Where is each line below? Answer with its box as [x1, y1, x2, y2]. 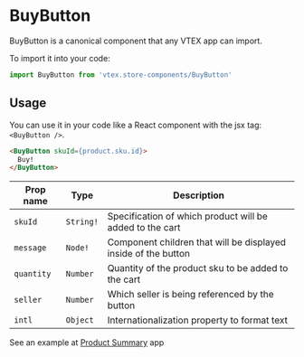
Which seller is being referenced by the [107, 288, 274, 301]
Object [65, 315, 94, 325]
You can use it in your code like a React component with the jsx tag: [9, 119, 262, 130]
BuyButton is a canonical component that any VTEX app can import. [9, 35, 262, 46]
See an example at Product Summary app [9, 337, 165, 348]
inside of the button [107, 248, 190, 260]
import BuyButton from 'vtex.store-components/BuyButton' [9, 70, 233, 80]
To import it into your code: [9, 52, 110, 63]
